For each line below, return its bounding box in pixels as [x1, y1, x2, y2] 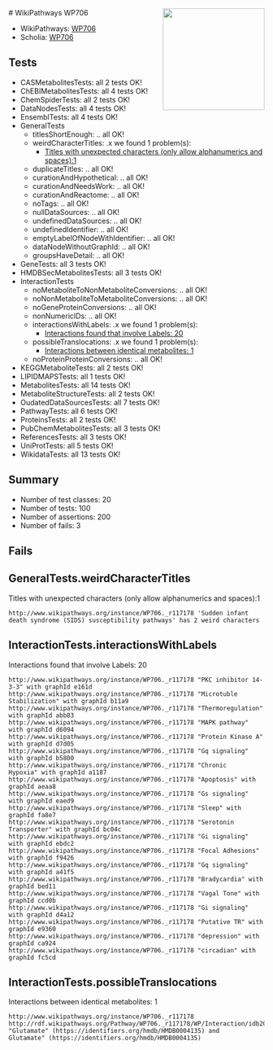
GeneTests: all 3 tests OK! [19, 259, 107, 269]
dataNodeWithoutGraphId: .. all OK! [32, 242, 150, 252]
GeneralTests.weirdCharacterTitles [8, 571, 191, 585]
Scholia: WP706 [19, 33, 75, 42]
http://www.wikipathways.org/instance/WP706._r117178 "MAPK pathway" [8, 718, 249, 727]
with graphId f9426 [8, 854, 75, 862]
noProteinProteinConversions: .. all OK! [32, 354, 162, 364]
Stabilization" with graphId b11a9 [8, 697, 129, 705]
